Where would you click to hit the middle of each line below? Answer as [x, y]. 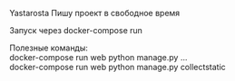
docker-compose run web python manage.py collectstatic [118, 67]
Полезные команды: [49, 48]
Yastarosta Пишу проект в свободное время [95, 13]
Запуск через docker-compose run [76, 30]
